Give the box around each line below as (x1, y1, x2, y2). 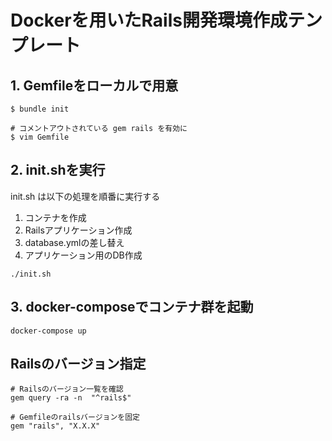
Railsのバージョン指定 (10, 356, 147, 373)
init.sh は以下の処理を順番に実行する (10, 190, 161, 202)
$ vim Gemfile (10, 132, 70, 142)
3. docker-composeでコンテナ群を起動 (10, 299, 254, 316)
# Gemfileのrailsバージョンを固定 (10, 412, 141, 423)
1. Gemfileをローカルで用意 (10, 77, 179, 94)
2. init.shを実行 (10, 162, 106, 179)
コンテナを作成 (24, 211, 87, 223)
